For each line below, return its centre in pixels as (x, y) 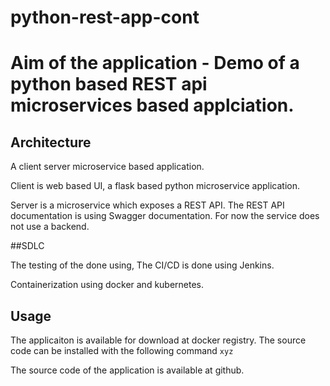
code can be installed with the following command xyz (122, 350)
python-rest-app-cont (105, 17)
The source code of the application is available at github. (127, 370)
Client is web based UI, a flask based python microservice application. (155, 186)
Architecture (51, 142)
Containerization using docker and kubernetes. (107, 285)
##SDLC (27, 246)
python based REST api (109, 84)
